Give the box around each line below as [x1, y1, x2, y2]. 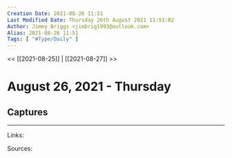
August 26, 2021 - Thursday [7, 79, 171, 95]
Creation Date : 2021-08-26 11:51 [7, 10, 104, 17]
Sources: [7, 144, 33, 152]
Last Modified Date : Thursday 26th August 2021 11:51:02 [7, 17, 175, 23]
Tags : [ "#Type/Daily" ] [7, 36, 79, 43]
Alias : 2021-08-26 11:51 [7, 29, 79, 37]
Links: [7, 131, 24, 139]
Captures [7, 106, 48, 118]
